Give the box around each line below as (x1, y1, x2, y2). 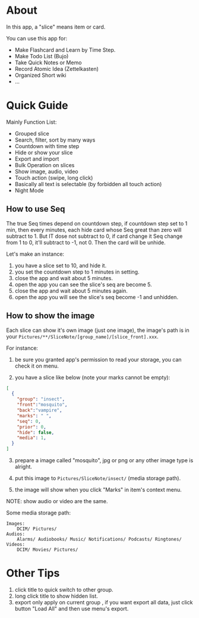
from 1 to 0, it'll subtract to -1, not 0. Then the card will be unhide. (6, 239, 166, 246)
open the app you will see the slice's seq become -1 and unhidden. (14, 293, 179, 300)
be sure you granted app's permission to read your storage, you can (14, 356, 182, 363)
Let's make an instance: (6, 250, 64, 258)
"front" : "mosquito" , (17, 402, 68, 408)
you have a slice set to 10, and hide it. (14, 262, 107, 269)
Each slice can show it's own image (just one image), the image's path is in (6, 327, 189, 334)
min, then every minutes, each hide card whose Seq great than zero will (6, 226, 182, 233)
